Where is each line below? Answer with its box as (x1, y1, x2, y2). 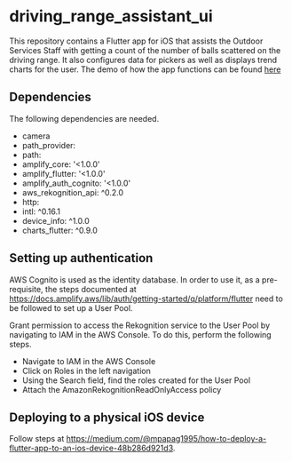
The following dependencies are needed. (9, 113, 160, 123)
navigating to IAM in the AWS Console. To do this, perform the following (9, 329, 272, 339)
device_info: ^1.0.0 (21, 215, 91, 226)
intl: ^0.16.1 (21, 206, 60, 217)
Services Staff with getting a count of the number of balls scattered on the (9, 44, 281, 55)
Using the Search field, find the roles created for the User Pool (21, 375, 251, 386)
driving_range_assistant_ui (9, 6, 213, 27)
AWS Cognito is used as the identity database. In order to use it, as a (9, 274, 260, 285)
